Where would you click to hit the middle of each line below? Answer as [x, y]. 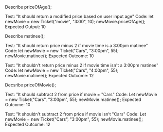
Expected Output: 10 [26, 27]
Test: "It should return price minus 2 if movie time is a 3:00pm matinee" [77, 45]
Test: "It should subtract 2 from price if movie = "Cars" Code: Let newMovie [81, 94]
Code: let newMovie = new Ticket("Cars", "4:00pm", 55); [62, 70]
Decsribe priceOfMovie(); [31, 85]
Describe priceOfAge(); [28, 7]
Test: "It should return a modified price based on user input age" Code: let [79, 16]
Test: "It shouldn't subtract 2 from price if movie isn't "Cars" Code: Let [76, 114]
